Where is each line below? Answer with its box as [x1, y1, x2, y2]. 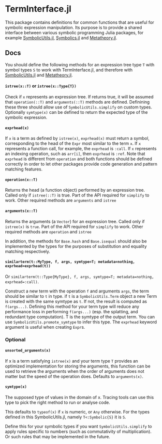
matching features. [5, 166, 43, 172]
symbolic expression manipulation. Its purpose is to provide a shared [5, 24, 142, 30]
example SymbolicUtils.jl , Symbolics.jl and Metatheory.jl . [5, 35, 118, 41]
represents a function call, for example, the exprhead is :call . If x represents [5, 146, 157, 152]
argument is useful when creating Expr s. [5, 324, 86, 330]
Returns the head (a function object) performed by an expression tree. [5, 187, 145, 193]
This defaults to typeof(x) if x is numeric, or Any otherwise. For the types [5, 409, 150, 415]
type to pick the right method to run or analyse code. [5, 399, 110, 405]
